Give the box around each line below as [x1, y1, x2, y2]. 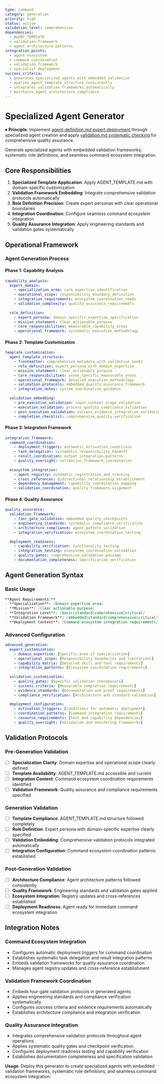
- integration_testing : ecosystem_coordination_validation [14, 548, 137, 553]
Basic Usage [5, 586, 36, 593]
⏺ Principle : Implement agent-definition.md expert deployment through [5, 127, 148, 133]
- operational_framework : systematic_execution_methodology [14, 328, 139, 334]
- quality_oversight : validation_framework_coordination [14, 459, 132, 463]
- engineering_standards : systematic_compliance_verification [14, 521, 143, 526]
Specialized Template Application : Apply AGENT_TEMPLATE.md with [12, 180, 153, 186]
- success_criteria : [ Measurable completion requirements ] [14, 683, 137, 688]
